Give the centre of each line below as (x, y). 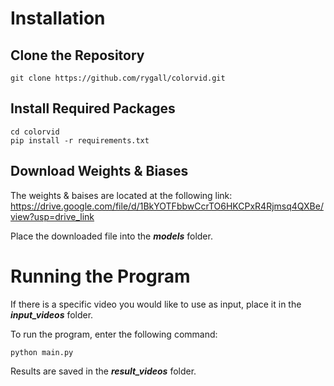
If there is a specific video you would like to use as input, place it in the (156, 304)
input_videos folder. (52, 314)
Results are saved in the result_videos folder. (103, 371)
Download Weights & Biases (99, 171)
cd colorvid (35, 132)
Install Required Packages (93, 108)
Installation (58, 18)
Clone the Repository (77, 55)
